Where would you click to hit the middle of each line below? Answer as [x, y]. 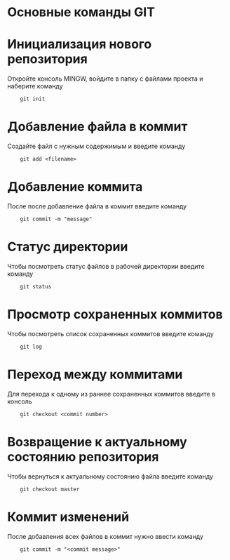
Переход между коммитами [95, 374]
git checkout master [50, 489]
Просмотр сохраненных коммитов [115, 315]
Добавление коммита [75, 187]
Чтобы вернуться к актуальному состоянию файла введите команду [110, 476]
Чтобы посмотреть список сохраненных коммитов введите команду [110, 333]
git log [31, 347]
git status [36, 286]
